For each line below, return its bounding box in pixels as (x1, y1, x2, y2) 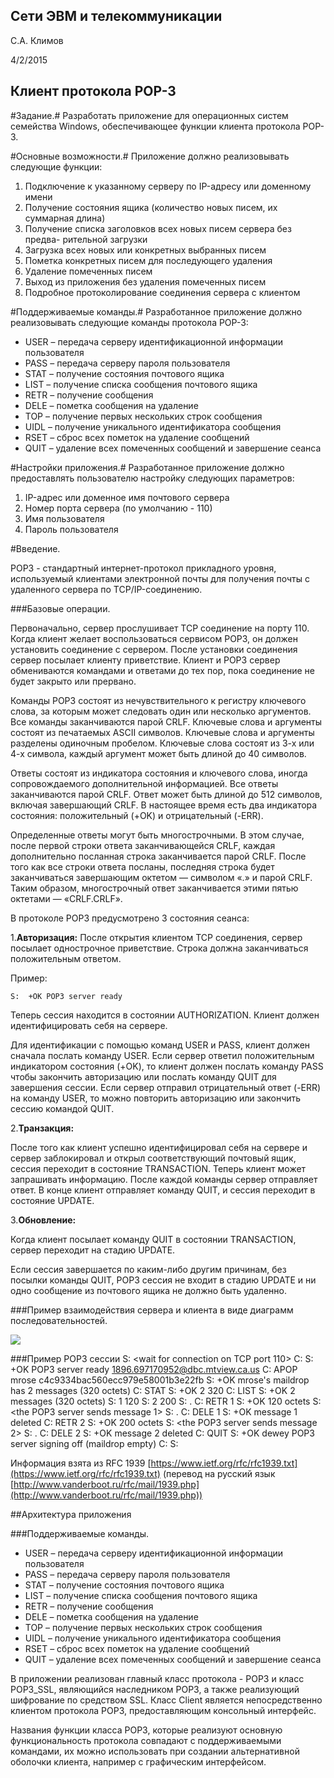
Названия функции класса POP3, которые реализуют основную (10, 1724, 283, 1736)
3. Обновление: (10, 1214, 77, 1226)
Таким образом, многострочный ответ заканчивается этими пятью (10, 882, 299, 894)
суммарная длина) (24, 212, 106, 224)
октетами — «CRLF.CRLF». (10, 892, 123, 904)
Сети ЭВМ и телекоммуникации (10, 8, 223, 25)
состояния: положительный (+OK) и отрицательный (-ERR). (10, 809, 264, 821)
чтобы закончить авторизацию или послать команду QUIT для (10, 1070, 277, 1083)
